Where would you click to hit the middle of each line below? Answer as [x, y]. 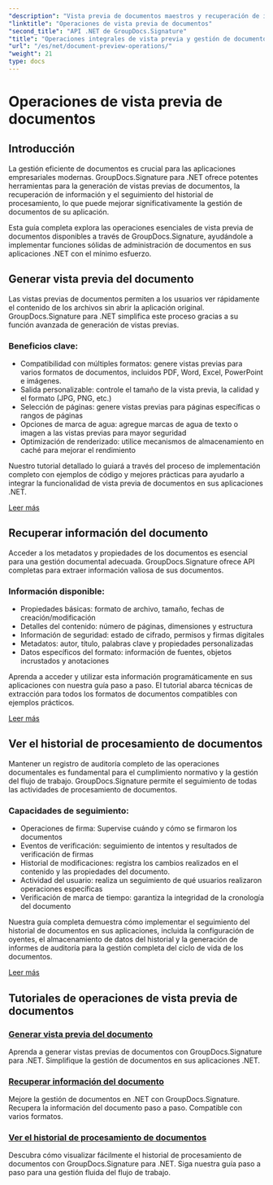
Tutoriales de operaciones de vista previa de [123, 998]
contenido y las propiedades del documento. [95, 871]
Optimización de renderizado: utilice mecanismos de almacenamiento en [142, 441]
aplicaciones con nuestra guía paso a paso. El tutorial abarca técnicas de [131, 686]
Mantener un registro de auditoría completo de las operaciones [114, 763]
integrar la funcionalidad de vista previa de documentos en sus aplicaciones [136, 483]
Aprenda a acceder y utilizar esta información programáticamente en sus [131, 677]
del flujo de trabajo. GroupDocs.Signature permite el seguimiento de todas [133, 781]
